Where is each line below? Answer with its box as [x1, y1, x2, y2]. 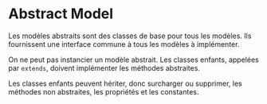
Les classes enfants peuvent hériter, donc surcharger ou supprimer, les [8, 79, 242, 88]
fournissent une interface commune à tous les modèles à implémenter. [8, 39, 240, 48]
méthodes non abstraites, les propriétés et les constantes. [8, 87, 199, 96]
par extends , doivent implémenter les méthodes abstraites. [8, 63, 201, 72]
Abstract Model [8, 5, 114, 23]
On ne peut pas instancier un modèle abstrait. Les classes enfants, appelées [8, 55, 259, 64]
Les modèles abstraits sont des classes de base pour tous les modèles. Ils [8, 31, 252, 40]
